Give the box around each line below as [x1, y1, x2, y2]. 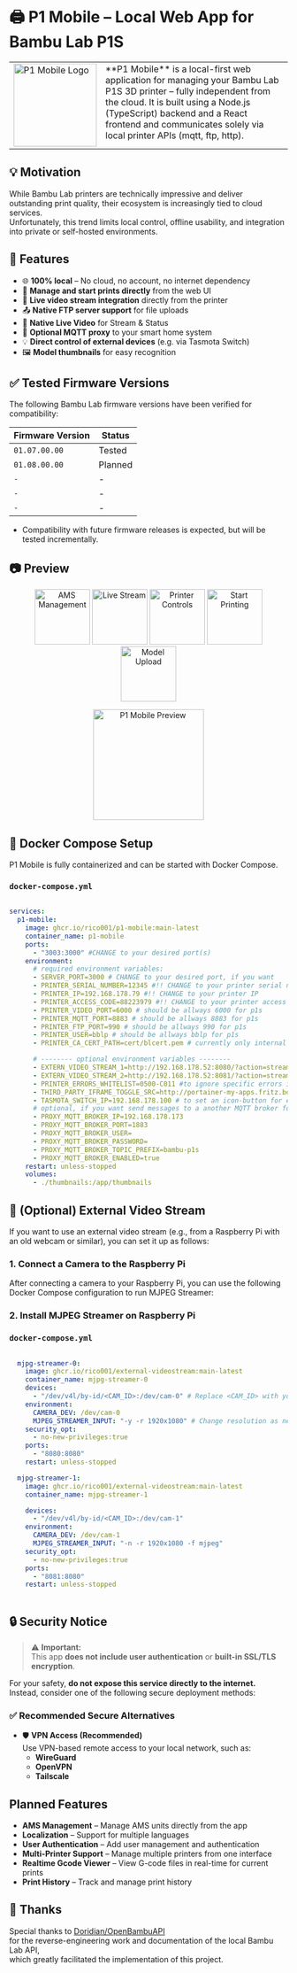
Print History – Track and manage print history [21, 1876, 193, 1887]
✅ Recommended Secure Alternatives [9, 1709, 175, 1722]
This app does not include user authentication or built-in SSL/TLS [30, 1651, 277, 1661]
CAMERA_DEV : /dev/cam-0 [32, 1408, 121, 1417]
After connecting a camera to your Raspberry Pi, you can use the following [9, 1278, 281, 1288]
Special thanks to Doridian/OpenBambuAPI [9, 1925, 165, 1936]
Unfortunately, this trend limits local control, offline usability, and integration [9, 216, 286, 227]
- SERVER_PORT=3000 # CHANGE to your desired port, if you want [32, 973, 275, 982]
